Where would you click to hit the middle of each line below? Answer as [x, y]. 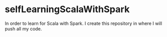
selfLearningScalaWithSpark [67, 9]
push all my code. [23, 28]
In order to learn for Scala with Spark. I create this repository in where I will [83, 23]
